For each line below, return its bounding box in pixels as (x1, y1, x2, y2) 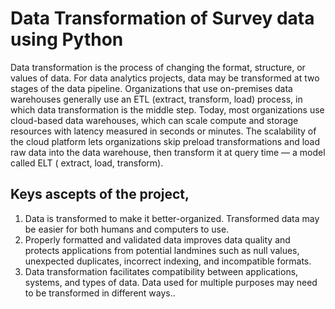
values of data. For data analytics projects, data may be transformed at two (10, 72, 320, 84)
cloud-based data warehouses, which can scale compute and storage (10, 114, 299, 126)
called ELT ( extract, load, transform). (10, 157, 164, 169)
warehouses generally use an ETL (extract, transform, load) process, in (10, 93, 303, 105)
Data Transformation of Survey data (10, 7, 315, 30)
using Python (10, 28, 124, 51)
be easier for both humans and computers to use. (24, 223, 230, 235)
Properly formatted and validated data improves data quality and (24, 233, 291, 246)
